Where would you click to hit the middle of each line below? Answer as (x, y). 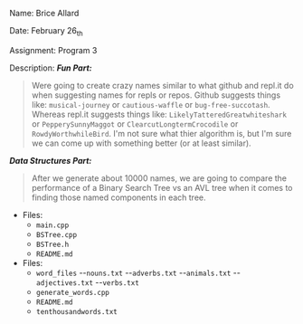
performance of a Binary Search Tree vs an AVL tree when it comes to (162, 187)
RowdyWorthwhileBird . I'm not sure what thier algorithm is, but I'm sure (161, 133)
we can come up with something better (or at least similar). (141, 143)
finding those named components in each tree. (118, 197)
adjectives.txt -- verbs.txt (88, 282)
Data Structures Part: (51, 160)
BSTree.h (52, 244)
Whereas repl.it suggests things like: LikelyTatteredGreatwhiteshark (159, 114)
